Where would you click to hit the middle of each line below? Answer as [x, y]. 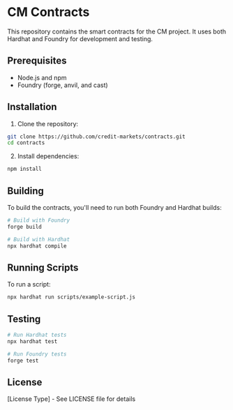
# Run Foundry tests [37, 354]
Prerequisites [37, 61]
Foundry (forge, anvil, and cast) [62, 85]
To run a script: [29, 284]
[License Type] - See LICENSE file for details [72, 399]
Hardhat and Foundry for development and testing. [80, 38]
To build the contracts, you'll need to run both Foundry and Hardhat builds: [114, 207]
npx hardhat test [32, 341]
